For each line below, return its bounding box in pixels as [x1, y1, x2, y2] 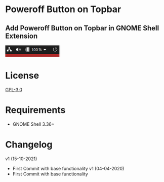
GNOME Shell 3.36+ [12, 121, 55, 127]
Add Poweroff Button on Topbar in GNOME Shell [5, 24, 159, 32]
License [5, 70, 39, 82]
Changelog [5, 139, 53, 151]
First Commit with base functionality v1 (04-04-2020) [12, 165, 125, 171]
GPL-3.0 [5, 86, 23, 92]
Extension [5, 31, 38, 40]
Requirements [5, 104, 66, 116]
